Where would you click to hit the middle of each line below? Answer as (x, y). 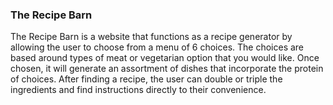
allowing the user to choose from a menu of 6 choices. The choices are (157, 47)
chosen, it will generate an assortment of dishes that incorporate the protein (167, 69)
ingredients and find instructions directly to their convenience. (138, 90)
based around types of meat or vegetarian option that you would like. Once (165, 58)
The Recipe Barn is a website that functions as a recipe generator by (151, 37)
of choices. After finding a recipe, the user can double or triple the (146, 79)
